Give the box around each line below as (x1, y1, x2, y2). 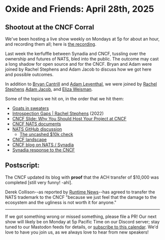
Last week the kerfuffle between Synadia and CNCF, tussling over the (5, 51, 146, 56)
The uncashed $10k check (19, 132, 74, 137)
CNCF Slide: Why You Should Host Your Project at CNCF (12, 116, 127, 121)
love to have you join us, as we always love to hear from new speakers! (5, 229, 149, 235)
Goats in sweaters (12, 106, 49, 111)
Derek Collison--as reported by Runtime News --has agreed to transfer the (5, 189, 156, 195)
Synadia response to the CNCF (12, 147, 75, 153)
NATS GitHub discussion (12, 126, 62, 132)
